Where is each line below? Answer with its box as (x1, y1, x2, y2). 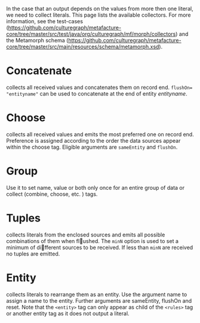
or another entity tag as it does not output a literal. (6, 310, 130, 317)
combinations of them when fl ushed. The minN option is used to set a (6, 237, 179, 244)
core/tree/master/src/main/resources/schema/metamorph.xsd (6, 43, 159, 50)
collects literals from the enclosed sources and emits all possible (6, 231, 165, 238)
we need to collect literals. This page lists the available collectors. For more (6, 11, 191, 19)
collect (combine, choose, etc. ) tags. (6, 190, 98, 198)
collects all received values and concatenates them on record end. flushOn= (6, 84, 193, 91)
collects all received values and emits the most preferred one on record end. (6, 131, 194, 138)
